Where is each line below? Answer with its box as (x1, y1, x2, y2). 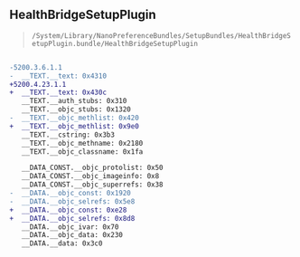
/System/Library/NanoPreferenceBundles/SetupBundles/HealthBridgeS (31, 31, 291, 40)
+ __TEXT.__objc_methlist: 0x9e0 (9, 121, 140, 130)
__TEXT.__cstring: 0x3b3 (21, 130, 116, 139)
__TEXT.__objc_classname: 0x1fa (21, 147, 144, 157)
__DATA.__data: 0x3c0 (21, 239, 103, 248)
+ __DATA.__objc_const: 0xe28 (9, 205, 127, 214)
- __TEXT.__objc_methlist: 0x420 (9, 113, 140, 123)
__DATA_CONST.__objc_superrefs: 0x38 (21, 180, 164, 189)
